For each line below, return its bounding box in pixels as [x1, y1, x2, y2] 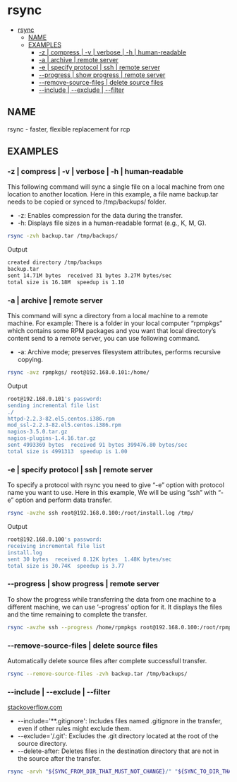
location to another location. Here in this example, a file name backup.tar [7, 190, 219, 199]
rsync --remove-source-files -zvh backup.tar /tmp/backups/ [7, 670, 188, 677]
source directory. [17, 740, 68, 748]
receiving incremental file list [7, 542, 106, 549]
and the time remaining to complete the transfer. [7, 610, 147, 619]
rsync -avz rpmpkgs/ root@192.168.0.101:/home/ [7, 369, 150, 376]
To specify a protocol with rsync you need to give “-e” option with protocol [7, 481, 224, 489]
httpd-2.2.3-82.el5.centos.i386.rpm [7, 415, 115, 422]
